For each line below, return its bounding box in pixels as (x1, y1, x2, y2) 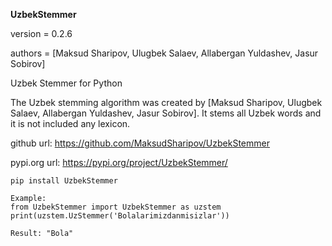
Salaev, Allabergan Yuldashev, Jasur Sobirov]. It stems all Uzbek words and (10, 107, 322, 119)
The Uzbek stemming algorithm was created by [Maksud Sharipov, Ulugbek (10, 97, 323, 108)
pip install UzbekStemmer (10, 176, 118, 186)
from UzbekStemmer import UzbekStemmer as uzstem (10, 202, 222, 212)
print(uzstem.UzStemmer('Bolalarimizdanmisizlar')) (10, 211, 230, 221)
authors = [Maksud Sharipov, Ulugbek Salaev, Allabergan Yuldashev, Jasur (10, 47, 319, 59)
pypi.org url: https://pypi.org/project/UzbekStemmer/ (10, 157, 228, 168)
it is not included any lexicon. (10, 118, 131, 129)
